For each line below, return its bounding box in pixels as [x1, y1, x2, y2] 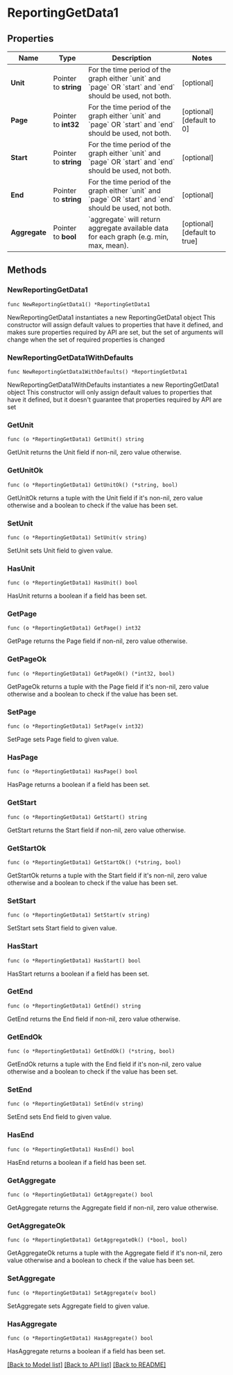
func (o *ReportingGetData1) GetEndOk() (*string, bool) [7, 1048, 175, 1055]
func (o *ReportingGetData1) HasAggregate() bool [7, 1335, 154, 1342]
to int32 [53, 120, 80, 129]
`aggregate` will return [87, 214, 161, 224]
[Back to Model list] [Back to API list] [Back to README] [7, 1360, 166, 1369]
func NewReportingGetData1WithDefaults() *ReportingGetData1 [7, 368, 188, 375]
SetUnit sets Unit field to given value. [7, 546, 113, 555]
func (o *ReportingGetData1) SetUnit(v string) [7, 534, 148, 541]
